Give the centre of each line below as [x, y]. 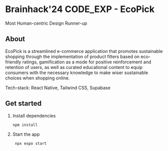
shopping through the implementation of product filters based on [72, 56]
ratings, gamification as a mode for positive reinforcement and [87, 62]
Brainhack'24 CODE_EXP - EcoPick [80, 9]
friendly [13, 62]
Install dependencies [34, 116]
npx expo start [31, 144]
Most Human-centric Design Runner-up [46, 23]
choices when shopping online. [37, 78]
